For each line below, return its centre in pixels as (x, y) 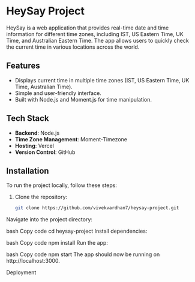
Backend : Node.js (37, 133)
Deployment (21, 272)
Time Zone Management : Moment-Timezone (71, 139)
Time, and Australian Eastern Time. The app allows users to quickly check (97, 40)
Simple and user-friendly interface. (58, 93)
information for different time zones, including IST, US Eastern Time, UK (95, 34)
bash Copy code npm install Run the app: (57, 243)
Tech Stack (28, 118)
